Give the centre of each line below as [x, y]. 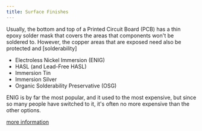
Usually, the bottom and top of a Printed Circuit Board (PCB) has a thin [93, 29]
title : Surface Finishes [37, 12]
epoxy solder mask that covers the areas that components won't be [90, 35]
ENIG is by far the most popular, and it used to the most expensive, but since [101, 97]
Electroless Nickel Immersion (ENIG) [60, 60]
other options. [24, 110]
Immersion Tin [33, 72]
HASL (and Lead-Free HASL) [51, 66]
